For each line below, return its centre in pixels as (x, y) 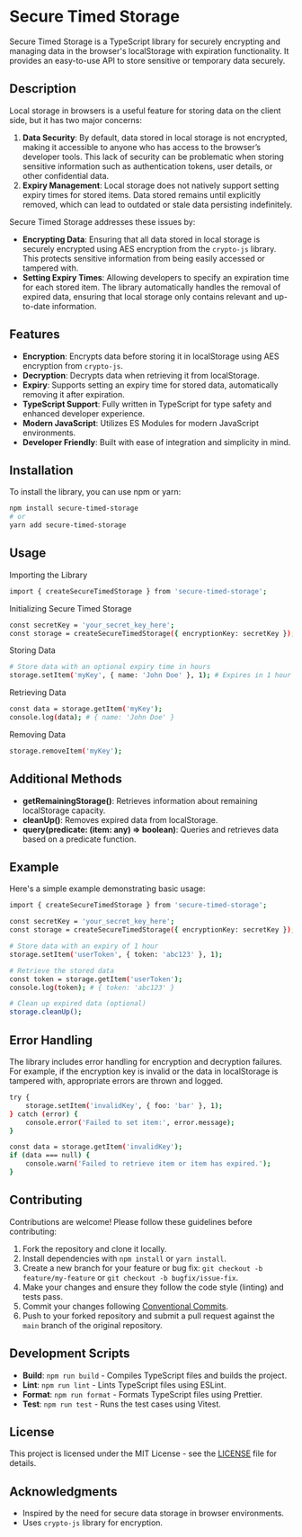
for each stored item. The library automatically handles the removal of (151, 287)
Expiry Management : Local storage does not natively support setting (151, 185)
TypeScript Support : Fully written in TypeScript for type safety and (147, 404)
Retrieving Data (38, 693)
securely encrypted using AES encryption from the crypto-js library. (149, 248)
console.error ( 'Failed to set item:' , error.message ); (130, 1122)
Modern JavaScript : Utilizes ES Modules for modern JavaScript (140, 423)
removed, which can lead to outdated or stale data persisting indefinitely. (157, 204)
